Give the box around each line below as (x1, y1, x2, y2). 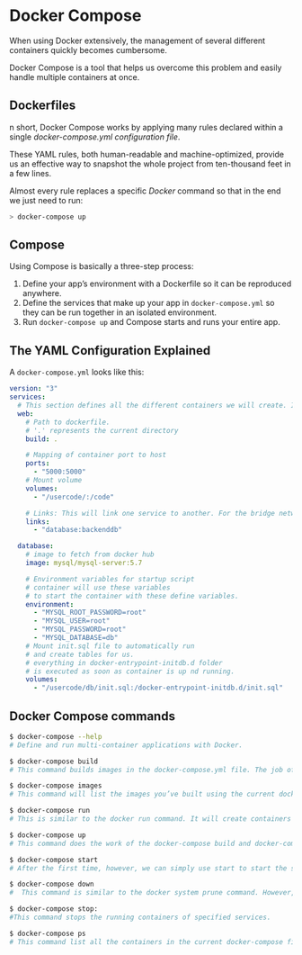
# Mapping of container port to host (25, 451, 167, 460)
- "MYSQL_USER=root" (32, 617, 111, 626)
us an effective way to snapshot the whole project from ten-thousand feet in (9, 158, 292, 169)
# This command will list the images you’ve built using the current (9, 789, 276, 799)
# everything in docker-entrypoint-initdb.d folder (25, 658, 223, 667)
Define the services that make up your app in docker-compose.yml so (22, 298, 275, 309)
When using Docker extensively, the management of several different (9, 35, 266, 46)
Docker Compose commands (9, 708, 175, 724)
